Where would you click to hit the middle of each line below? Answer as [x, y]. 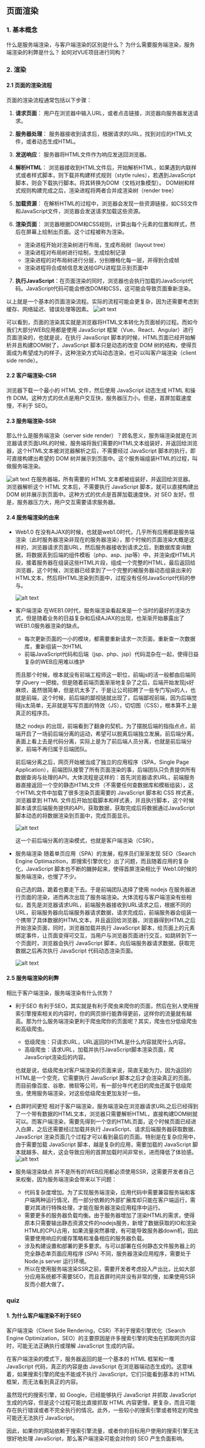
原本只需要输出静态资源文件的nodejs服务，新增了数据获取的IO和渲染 [110, 1223]
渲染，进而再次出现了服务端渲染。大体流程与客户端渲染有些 [111, 897]
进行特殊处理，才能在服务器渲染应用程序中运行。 [102, 1207]
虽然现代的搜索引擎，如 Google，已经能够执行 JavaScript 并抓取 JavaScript [101, 1395]
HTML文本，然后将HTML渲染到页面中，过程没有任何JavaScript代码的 [103, 578]
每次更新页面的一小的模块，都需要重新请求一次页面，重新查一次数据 [110, 639]
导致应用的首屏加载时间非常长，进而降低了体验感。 [133, 1152]
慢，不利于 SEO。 [29, 405]
